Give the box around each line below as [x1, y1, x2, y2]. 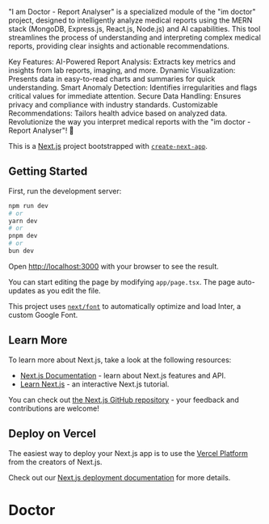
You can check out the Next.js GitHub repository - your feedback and [8, 395, 240, 404]
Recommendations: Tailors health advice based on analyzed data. [8, 108, 228, 118]
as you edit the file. [37, 285, 101, 295]
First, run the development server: [8, 186, 122, 196]
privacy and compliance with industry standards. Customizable [8, 100, 218, 109]
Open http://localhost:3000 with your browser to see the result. [8, 261, 220, 271]
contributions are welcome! [8, 404, 99, 413]
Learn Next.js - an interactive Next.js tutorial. [19, 379, 170, 389]
